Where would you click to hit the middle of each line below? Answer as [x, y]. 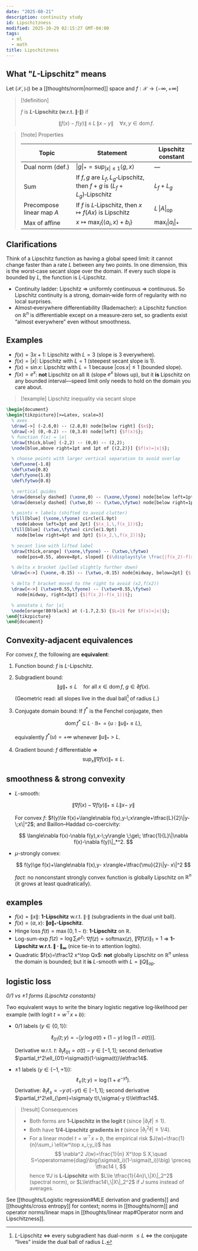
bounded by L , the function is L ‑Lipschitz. [57, 277]
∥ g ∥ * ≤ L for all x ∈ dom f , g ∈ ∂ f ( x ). [103, 687]
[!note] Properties [42, 134]
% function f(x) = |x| [39, 437]
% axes [19, 421]
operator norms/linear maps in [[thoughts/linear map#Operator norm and [95, 1212]
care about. [29, 387]
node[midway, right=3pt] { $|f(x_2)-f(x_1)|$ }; [75, 594]
